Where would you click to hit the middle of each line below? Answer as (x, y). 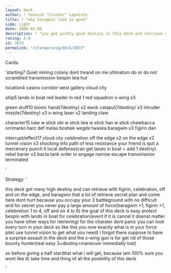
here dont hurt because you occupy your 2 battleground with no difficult (81, 200)
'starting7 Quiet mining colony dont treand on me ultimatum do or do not (81, 72)
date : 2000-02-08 (24, 29)
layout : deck (19, 10)
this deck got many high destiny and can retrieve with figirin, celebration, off (85, 189)
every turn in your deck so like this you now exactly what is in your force (81, 227)
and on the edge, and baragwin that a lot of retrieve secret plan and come (83, 195)
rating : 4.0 (18, 39)
